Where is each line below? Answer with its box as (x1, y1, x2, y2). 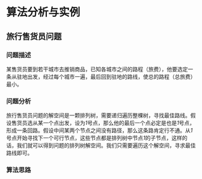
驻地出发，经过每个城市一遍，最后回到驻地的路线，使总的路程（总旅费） (16, 73, 196, 80)
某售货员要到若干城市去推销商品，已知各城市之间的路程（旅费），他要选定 (6, 65, 188, 73)
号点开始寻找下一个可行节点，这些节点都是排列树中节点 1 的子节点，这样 (6, 135, 182, 142)
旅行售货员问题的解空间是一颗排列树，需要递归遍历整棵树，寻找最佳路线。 (6, 112, 191, 119)
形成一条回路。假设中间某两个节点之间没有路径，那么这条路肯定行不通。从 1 (6, 127, 193, 134)
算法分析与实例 (6, 5, 81, 19)
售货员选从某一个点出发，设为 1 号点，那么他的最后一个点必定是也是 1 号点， (11, 120, 195, 127)
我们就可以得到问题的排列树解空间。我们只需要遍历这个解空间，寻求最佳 (16, 142, 196, 149)
